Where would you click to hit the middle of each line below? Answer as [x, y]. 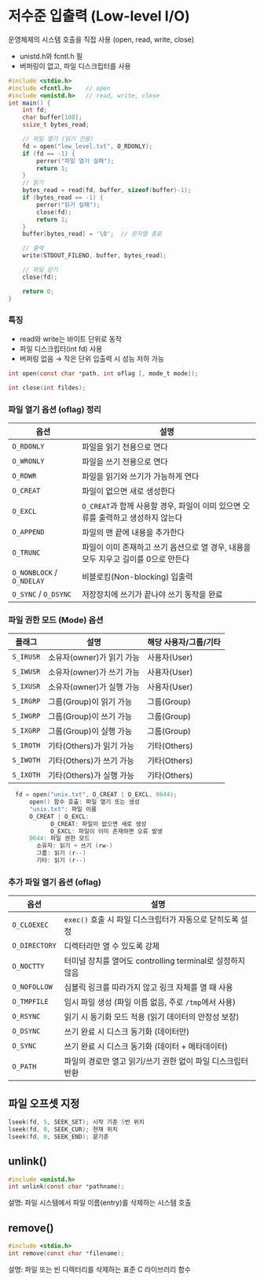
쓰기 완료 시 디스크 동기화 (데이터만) [127, 1032]
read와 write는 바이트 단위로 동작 [70, 338]
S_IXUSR [26, 687]
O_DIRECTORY [35, 946]
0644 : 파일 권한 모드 [59, 839]
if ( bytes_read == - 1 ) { [63, 198]
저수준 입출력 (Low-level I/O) [99, 16]
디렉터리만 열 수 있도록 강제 [112, 947]
